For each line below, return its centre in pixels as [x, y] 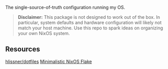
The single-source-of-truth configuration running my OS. [65, 7]
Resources [23, 49]
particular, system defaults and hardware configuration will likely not [90, 23]
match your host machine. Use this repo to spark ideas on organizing [90, 28]
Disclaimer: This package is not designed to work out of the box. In [89, 17]
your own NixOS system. [44, 33]
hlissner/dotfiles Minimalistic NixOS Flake [49, 61]
